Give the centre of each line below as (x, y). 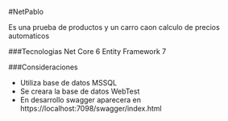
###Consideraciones (43, 67)
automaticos (29, 36)
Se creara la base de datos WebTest (80, 91)
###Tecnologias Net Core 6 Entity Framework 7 (87, 51)
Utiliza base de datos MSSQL (68, 83)
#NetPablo (26, 12)
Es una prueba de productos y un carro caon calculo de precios (114, 27)
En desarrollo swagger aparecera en (80, 100)
